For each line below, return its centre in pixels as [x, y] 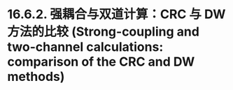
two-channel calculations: [85, 47]
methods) [36, 77]
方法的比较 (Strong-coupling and [103, 32]
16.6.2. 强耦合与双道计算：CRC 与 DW [116, 14]
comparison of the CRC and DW [101, 62]
